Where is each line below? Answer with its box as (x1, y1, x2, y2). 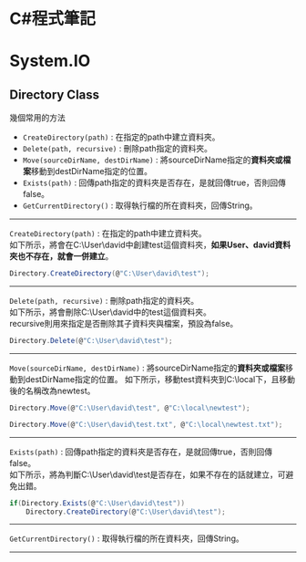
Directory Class (9, 87, 100, 102)
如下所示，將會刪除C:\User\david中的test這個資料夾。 (9, 307, 211, 317)
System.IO (9, 51, 91, 71)
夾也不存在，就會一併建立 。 (9, 251, 114, 262)
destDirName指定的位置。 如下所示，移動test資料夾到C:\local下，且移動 (25, 373, 296, 384)
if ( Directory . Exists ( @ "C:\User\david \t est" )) (9, 498, 185, 507)
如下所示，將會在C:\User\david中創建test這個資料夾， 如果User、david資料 (9, 239, 291, 251)
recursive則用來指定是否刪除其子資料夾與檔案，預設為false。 (9, 318, 239, 329)
